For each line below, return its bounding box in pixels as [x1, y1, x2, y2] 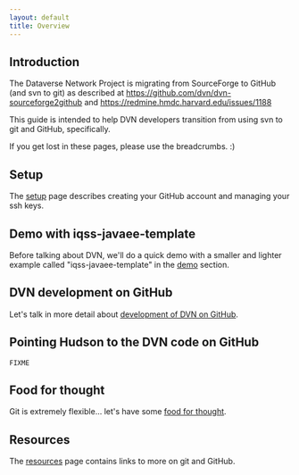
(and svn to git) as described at [9, 87, 125, 98]
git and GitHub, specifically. [9, 124, 111, 135]
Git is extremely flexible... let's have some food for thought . [9, 406, 227, 417]
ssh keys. [9, 200, 45, 211]
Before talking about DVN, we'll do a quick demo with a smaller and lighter [9, 249, 283, 260]
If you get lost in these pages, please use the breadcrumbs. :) [9, 141, 236, 152]
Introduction [9, 54, 80, 70]
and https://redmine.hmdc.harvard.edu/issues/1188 [84, 97, 272, 108]
